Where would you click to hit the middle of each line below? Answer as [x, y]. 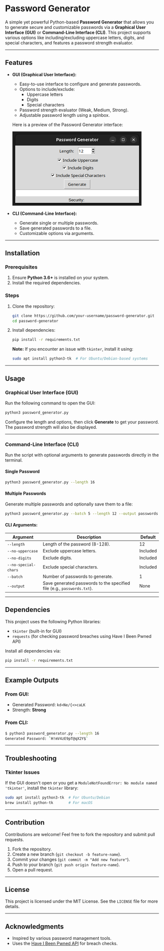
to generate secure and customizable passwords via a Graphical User [76, 27]
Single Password [22, 471]
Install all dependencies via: [33, 651]
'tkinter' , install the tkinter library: [42, 788]
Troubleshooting [31, 758]
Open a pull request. [33, 869]
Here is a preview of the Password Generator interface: [68, 125]
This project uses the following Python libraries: [53, 621]
